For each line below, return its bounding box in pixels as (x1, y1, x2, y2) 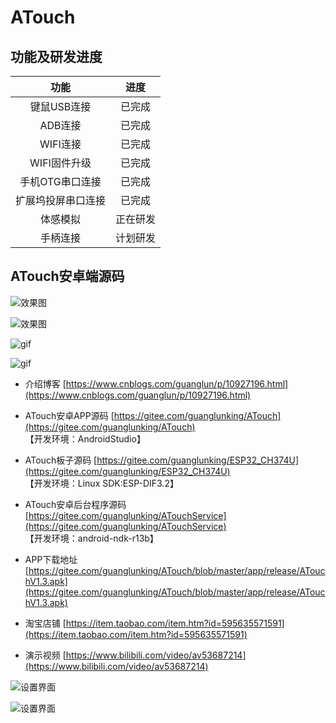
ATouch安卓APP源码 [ (24, 409, 115, 421)
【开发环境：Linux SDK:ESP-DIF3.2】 (24, 477, 179, 489)
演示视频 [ (24, 649, 67, 661)
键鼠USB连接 (29, 100, 92, 113)
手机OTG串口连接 (19, 175, 102, 188)
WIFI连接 (39, 137, 82, 151)
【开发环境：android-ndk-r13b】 (24, 532, 159, 544)
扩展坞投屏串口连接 (15, 194, 107, 207)
